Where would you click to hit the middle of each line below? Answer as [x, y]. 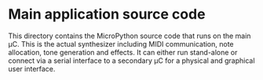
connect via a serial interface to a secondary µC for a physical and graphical [131, 61]
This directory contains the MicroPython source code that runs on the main [130, 36]
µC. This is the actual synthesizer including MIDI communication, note [121, 43]
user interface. [32, 68]
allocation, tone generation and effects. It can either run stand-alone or [123, 52]
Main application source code [107, 14]
